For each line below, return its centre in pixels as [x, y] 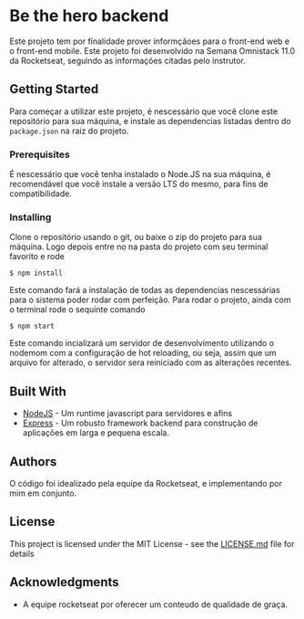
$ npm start [32, 326]
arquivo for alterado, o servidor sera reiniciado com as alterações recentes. [151, 362]
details [22, 553]
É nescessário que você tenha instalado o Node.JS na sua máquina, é [140, 174]
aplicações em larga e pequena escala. [96, 433]
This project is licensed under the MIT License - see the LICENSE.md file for [152, 543]
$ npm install [36, 273]
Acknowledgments [65, 582]
